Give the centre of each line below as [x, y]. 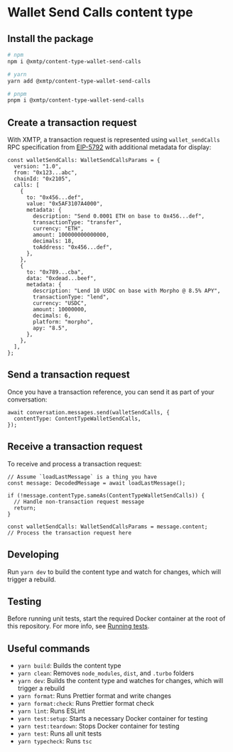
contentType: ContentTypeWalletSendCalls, [77, 419]
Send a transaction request [69, 375]
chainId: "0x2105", [43, 179]
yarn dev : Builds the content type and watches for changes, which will [120, 681]
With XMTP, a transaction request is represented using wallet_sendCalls [114, 140]
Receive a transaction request [75, 447]
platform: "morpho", [63, 322]
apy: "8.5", [51, 328]
